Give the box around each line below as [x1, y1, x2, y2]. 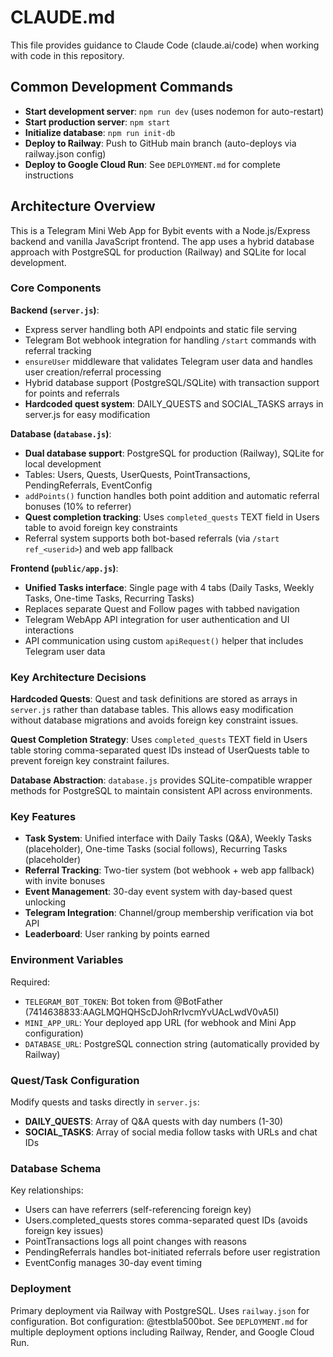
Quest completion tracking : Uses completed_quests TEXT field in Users [24, 511, 320, 523]
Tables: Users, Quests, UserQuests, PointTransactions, [24, 468, 251, 480]
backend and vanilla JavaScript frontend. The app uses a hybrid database [10, 235, 315, 247]
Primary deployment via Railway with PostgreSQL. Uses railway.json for [10, 1304, 310, 1316]
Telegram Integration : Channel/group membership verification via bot [24, 907, 314, 919]
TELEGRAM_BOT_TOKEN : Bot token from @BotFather [24, 995, 223, 1007]
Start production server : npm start [24, 116, 171, 128]
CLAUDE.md [10, 6, 116, 29]
